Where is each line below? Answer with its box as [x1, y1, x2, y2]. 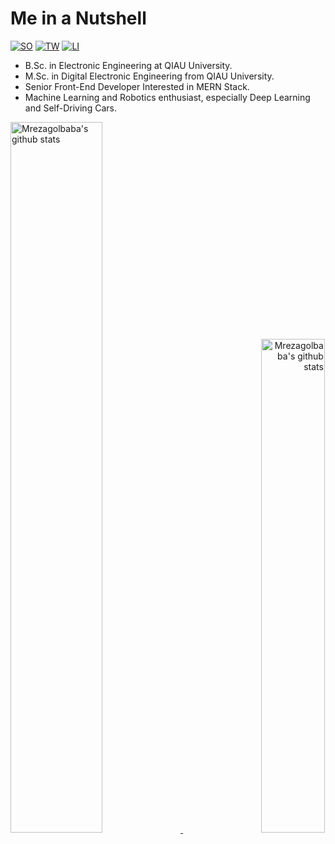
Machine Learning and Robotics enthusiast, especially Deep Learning [24, 91, 311, 103]
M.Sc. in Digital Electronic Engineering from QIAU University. [24, 70, 275, 82]
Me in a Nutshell [10, 7, 147, 30]
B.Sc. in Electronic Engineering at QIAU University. [24, 59, 233, 71]
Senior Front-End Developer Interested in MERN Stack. [24, 80, 250, 92]
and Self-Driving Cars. [24, 102, 117, 114]
